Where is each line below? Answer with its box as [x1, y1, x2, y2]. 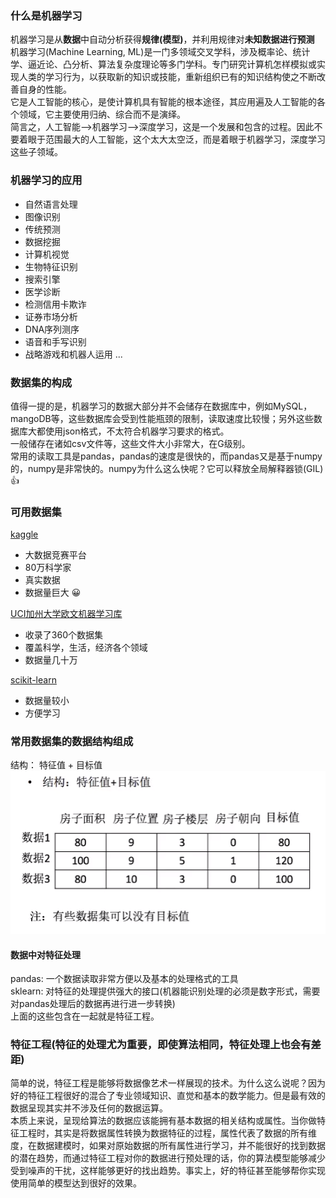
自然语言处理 [24, 198, 78, 210]
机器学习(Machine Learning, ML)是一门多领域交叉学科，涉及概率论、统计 [10, 46, 311, 58]
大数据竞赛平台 [24, 549, 87, 561]
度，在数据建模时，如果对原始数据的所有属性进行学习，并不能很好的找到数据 [10, 1140, 326, 1152]
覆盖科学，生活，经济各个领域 [24, 642, 148, 654]
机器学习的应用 [10, 173, 83, 187]
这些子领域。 [10, 146, 63, 158]
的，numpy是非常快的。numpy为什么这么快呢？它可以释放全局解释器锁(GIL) [10, 462, 324, 474]
